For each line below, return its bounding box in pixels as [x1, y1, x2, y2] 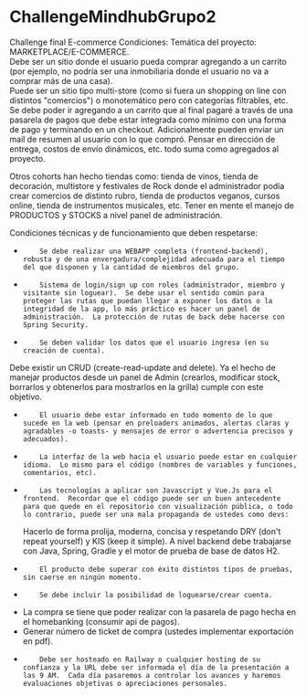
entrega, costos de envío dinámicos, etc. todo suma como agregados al [9, 143, 280, 154]
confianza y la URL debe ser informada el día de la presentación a [22, 662, 290, 672]
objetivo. [9, 391, 43, 402]
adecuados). [22, 434, 69, 444]
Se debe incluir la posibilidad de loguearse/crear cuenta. [39, 590, 273, 599]
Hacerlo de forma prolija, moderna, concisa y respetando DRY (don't [22, 525, 281, 536]
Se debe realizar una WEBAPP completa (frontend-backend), [39, 247, 269, 256]
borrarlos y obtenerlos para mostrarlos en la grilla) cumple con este [9, 381, 264, 392]
